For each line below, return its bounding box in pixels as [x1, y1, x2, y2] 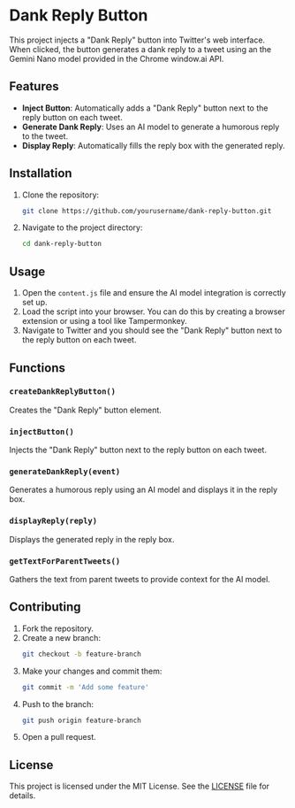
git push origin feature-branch [21, 716, 141, 725]
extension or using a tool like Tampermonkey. [21, 316, 187, 327]
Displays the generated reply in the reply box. [9, 534, 175, 544]
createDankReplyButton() [9, 387, 117, 396]
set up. [21, 297, 48, 308]
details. [9, 790, 36, 801]
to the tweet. [21, 130, 69, 142]
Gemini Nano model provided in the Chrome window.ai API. [9, 53, 224, 64]
